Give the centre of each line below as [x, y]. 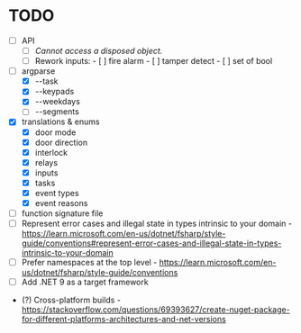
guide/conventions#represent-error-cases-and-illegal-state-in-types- [151, 243]
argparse [38, 71]
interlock [51, 152]
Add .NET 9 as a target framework [85, 282]
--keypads [55, 92]
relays [46, 162]
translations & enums [60, 121]
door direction [61, 142]
